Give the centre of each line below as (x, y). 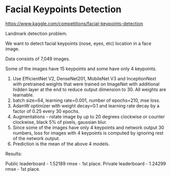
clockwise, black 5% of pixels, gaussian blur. (60, 122)
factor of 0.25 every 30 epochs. (46, 111)
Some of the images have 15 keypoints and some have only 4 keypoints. (81, 69)
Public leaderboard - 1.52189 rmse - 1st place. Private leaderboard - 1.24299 (86, 163)
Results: (14, 153)
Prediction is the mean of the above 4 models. (61, 144)
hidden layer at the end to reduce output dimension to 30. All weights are (89, 89)
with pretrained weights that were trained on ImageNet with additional (86, 84)
